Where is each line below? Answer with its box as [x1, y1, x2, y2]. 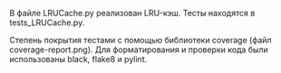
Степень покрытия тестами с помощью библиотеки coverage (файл [9, 35, 272, 45]
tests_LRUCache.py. [9, 17, 85, 28]
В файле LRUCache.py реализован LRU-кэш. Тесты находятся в [9, 8, 256, 18]
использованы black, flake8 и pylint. [9, 54, 148, 64]
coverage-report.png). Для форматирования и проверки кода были [9, 44, 269, 55]
